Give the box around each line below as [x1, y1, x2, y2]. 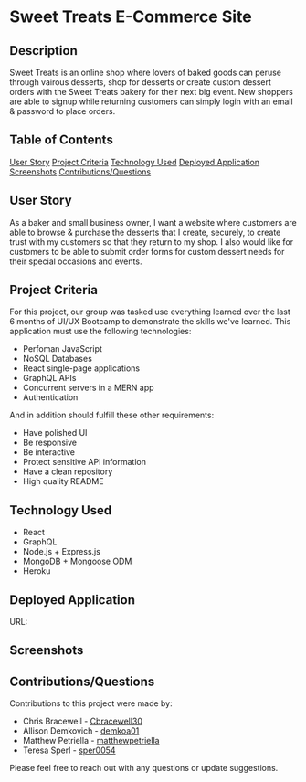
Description [9, 43, 78, 58]
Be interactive [22, 447, 76, 458]
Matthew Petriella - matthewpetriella [22, 735, 160, 746]
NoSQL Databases [22, 354, 93, 365]
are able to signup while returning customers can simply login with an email [9, 96, 294, 107]
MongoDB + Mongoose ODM [22, 555, 132, 567]
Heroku [22, 565, 51, 576]
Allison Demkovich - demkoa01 [22, 725, 140, 736]
